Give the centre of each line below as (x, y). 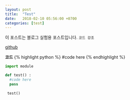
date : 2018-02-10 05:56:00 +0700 (41, 18)
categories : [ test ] (25, 23)
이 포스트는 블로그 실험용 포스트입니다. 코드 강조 (50, 37)
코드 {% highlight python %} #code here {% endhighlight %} (65, 57)
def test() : (18, 75)
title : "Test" (20, 14)
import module (19, 67)
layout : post (18, 9)
